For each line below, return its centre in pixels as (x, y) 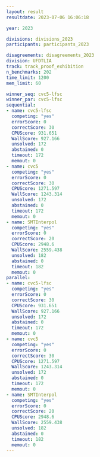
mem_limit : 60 (24, 83)
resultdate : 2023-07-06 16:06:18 (48, 17)
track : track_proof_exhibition (45, 66)
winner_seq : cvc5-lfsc (34, 94)
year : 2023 (20, 28)
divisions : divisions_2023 (40, 39)
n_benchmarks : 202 (29, 72)
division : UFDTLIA (29, 61)
